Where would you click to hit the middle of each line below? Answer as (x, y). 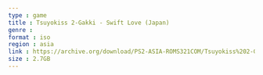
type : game (27, 15)
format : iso (29, 37)
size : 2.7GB (29, 59)
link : (19, 52)
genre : (21, 30)
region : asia (31, 45)
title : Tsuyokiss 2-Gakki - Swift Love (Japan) (89, 23)
